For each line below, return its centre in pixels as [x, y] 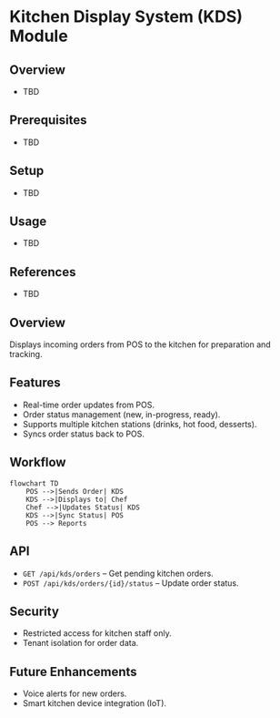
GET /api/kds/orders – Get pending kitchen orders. [118, 573]
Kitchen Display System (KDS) [126, 17]
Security [34, 611]
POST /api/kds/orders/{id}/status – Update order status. [130, 583]
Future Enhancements [74, 672]
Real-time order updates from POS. [88, 405]
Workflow [38, 462]
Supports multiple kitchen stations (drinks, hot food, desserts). [140, 424]
